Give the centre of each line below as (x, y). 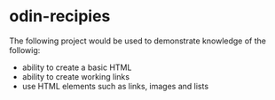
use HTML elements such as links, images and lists (115, 86)
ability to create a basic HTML (77, 67)
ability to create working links (76, 76)
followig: (25, 50)
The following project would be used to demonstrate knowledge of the (137, 41)
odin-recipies (60, 16)
